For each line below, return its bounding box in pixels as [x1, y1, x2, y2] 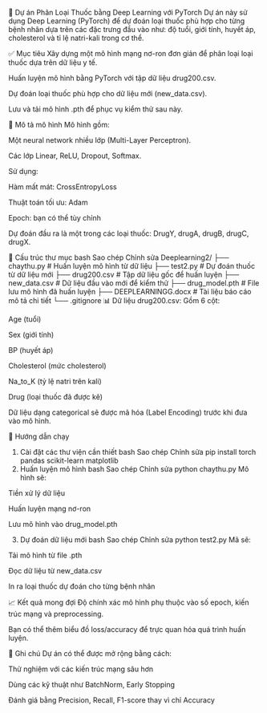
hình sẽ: [19, 473, 47, 482]
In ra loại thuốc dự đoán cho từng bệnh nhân [8, 581, 156, 591]
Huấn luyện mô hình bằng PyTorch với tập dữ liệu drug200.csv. [8, 73, 216, 83]
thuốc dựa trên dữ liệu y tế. [8, 58, 98, 67]
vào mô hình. [8, 416, 51, 425]
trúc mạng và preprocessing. [8, 610, 104, 618]
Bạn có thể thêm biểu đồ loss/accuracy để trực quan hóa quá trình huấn [8, 625, 246, 634]
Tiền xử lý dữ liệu [8, 488, 66, 497]
